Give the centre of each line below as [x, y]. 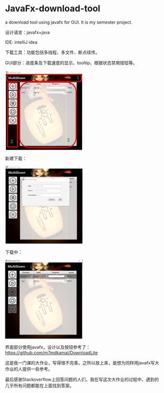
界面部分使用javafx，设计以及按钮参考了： [48, 347]
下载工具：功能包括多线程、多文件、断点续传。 [52, 52]
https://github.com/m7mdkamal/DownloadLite [52, 353]
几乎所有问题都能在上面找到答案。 [40, 386]
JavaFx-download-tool [53, 9]
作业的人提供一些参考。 [29, 369]
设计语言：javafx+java [27, 32]
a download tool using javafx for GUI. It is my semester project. [69, 22]
